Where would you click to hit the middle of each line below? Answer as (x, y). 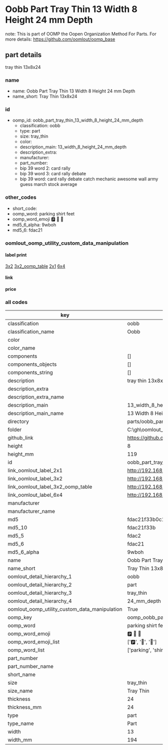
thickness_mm (25, 707)
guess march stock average (48, 184)
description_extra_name (36, 397)
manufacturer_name (31, 511)
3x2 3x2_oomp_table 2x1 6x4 (35, 266)
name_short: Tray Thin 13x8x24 (45, 96)
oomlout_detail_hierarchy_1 (40, 577)
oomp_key (20, 617)
